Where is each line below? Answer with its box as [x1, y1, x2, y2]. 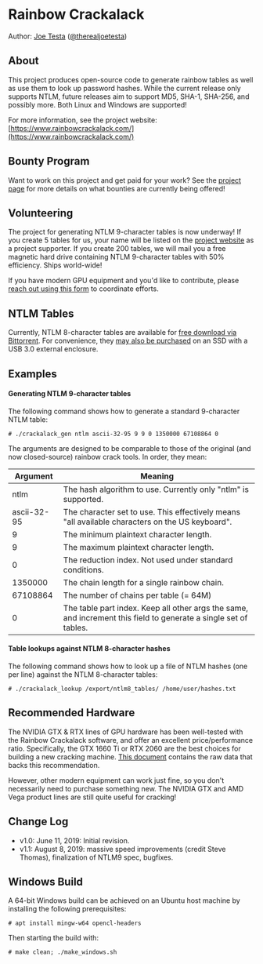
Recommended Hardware [8, 706, 135, 719]
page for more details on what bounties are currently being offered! [8, 184, 225, 193]
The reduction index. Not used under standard [63, 555, 233, 566]
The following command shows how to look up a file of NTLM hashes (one [8, 661, 248, 671]
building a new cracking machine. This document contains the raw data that [8, 751, 253, 762]
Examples [8, 367, 57, 380]
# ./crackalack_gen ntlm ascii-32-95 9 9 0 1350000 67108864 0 [8, 430, 219, 438]
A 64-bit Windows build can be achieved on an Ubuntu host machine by [8, 896, 240, 905]
